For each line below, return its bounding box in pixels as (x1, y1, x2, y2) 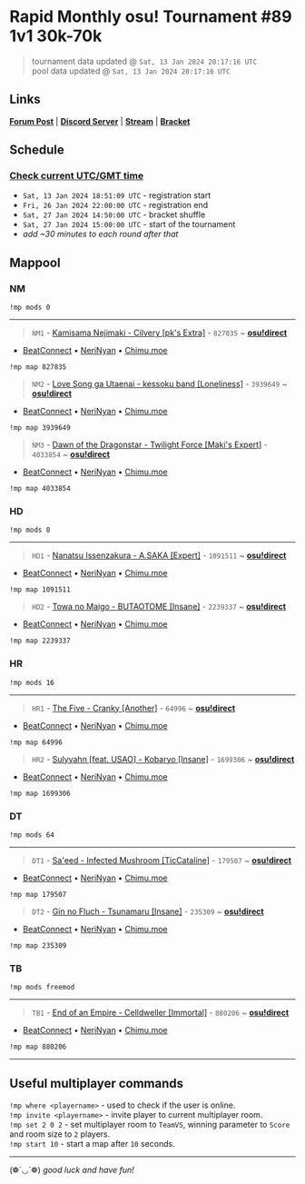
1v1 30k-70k (9, 25, 103, 46)
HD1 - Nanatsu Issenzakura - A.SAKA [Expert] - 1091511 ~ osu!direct (31, 550, 287, 561)
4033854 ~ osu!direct (31, 449, 111, 460)
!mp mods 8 (9, 525, 51, 535)
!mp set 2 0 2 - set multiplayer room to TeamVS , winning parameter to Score (9, 1119, 290, 1130)
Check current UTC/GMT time (9, 170, 143, 183)
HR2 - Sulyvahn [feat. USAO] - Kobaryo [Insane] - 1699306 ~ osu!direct (31, 753, 295, 764)
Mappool (9, 254, 61, 270)
